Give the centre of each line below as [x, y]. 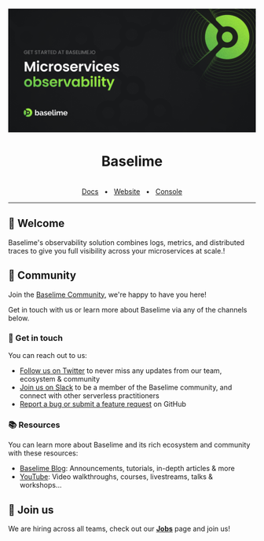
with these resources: [43, 453]
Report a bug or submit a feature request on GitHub [103, 404]
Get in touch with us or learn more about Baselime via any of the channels [128, 309]
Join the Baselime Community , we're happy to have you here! [107, 294]
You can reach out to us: [48, 355]
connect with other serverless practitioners [89, 395]
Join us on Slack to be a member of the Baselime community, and [126, 387]
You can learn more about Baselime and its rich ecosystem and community [129, 445]
